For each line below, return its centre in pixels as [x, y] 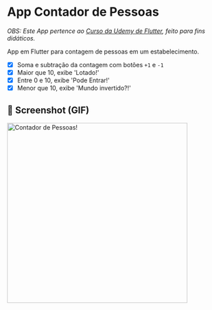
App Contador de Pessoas [83, 12]
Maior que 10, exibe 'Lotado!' [58, 72]
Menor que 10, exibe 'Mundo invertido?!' [74, 88]
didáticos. [21, 38]
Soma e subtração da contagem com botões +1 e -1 [90, 64]
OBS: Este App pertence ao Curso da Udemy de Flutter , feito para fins [106, 31]
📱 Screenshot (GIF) [48, 110]
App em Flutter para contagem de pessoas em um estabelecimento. [103, 51]
